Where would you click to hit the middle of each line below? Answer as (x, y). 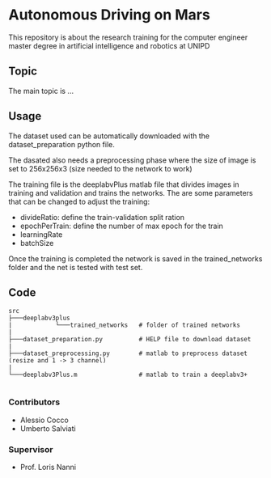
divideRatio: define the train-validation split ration (102, 217)
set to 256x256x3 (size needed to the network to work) (100, 168)
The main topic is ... (41, 91)
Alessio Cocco (44, 420)
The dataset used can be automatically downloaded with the (109, 136)
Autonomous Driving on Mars (109, 15)
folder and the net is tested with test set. (76, 267)
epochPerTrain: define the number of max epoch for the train (122, 226)
